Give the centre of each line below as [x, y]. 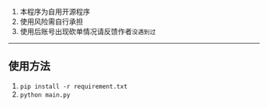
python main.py [45, 95]
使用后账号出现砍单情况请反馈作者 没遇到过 [88, 31]
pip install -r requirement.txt [73, 86]
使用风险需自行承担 [51, 21]
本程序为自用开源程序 [55, 11]
